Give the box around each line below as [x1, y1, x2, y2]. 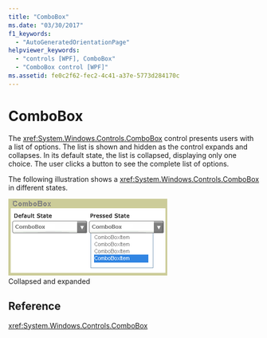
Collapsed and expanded [8, 276, 91, 286]
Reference [8, 300, 61, 313]
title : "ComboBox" [8, 13, 69, 21]
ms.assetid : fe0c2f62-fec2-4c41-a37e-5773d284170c [8, 72, 180, 80]
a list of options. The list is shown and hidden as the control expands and [8, 142, 249, 151]
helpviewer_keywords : [8, 46, 80, 55]
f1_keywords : [8, 29, 52, 37]
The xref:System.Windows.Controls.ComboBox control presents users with [8, 133, 254, 143]
